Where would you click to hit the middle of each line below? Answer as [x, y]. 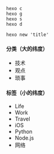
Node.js [24, 138]
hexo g [14, 14]
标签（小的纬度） [27, 93]
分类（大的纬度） [27, 48]
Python [23, 132]
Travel [23, 119]
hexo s [14, 19]
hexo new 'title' [28, 35]
